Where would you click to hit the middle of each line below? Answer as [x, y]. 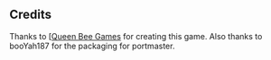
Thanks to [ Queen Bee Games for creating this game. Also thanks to [136, 36]
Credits [31, 15]
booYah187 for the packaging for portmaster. [92, 46]
